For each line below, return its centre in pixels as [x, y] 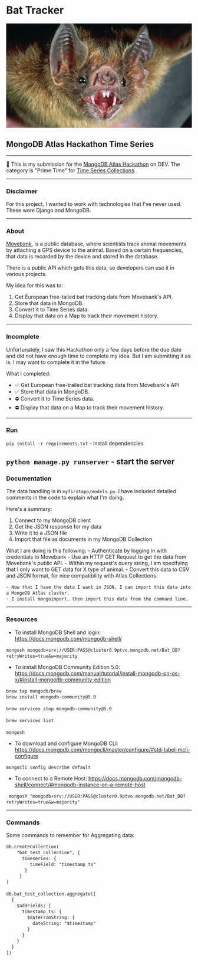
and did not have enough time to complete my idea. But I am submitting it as [98, 356]
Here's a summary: [29, 509]
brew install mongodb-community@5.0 [51, 697]
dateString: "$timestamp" [64, 924]
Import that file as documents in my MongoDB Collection [83, 539]
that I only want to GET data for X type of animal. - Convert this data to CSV [98, 569]
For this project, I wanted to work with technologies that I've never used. [94, 204]
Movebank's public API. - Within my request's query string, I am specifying [97, 563]
